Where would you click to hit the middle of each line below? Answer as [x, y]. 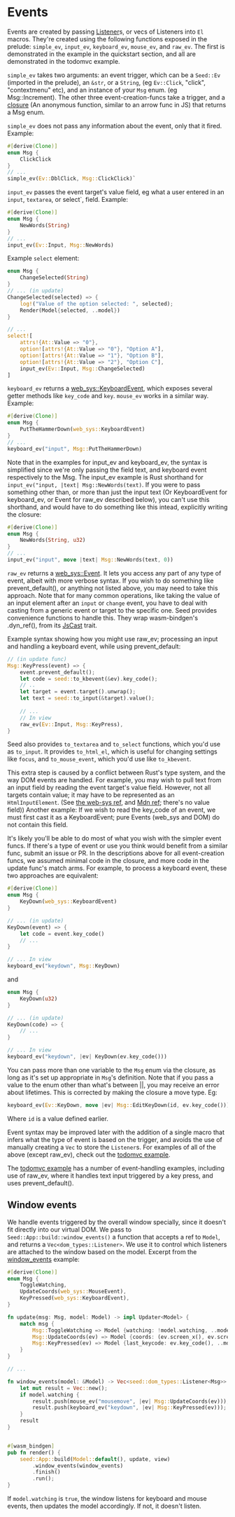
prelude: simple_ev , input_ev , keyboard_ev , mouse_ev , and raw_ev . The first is [116, 46]
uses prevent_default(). [41, 1183]
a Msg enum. [26, 112]
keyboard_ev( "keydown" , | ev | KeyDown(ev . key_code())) [87, 1057]
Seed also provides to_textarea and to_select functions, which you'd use [114, 744]
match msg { [37, 1324]
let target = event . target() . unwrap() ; [78, 692]
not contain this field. [38, 825]
